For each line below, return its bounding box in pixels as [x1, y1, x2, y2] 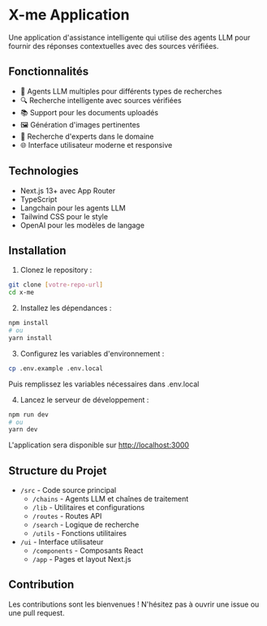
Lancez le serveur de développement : [19, 395, 149, 404]
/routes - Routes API [32, 512, 102, 521]
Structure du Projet [8, 464, 107, 477]
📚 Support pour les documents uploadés [19, 107, 159, 117]
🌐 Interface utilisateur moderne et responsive [19, 140, 173, 149]
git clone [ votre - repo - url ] [8, 281, 104, 289]
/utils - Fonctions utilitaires [32, 529, 127, 538]
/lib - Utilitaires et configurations [32, 503, 145, 512]
